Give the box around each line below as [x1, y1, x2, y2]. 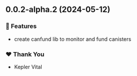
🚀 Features [5, 22, 37, 30]
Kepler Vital [14, 63, 42, 70]
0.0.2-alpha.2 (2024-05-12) [5, 5, 111, 15]
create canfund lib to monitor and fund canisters [14, 35, 132, 43]
